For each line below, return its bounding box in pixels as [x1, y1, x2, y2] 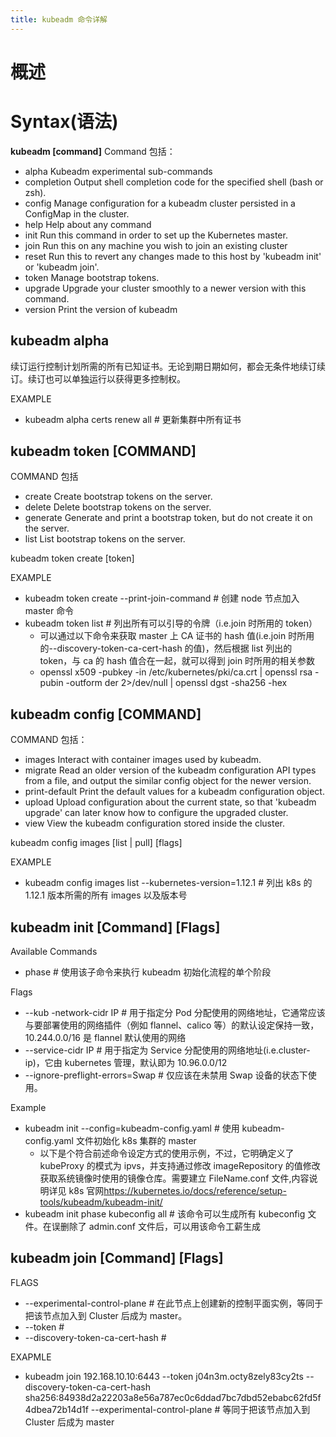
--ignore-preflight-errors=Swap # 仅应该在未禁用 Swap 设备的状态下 [24, 1069, 308, 1081]
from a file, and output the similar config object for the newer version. [24, 775, 312, 787]
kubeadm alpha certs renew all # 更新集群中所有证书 [24, 413, 242, 425]
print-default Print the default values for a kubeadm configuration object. [24, 786, 325, 798]
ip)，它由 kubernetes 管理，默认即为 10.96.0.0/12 [24, 1057, 228, 1068]
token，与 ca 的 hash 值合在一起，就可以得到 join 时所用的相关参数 [39, 655, 316, 667]
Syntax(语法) [10, 111, 119, 133]
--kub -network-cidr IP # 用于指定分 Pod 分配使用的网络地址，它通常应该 [24, 1007, 326, 1018]
